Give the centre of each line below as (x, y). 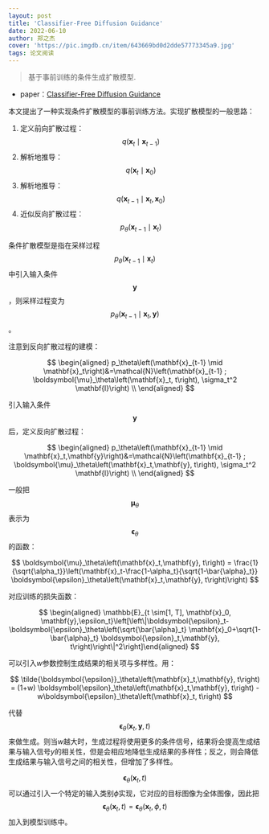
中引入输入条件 (33, 273)
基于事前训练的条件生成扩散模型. (82, 77)
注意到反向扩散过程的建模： (54, 346)
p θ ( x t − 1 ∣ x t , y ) (135, 314)
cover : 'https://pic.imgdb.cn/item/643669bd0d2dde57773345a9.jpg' (122, 46)
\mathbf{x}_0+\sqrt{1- (224, 630)
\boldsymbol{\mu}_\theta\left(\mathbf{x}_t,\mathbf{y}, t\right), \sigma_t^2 (135, 464)
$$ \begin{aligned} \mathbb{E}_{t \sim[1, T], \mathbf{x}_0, (135, 613)
